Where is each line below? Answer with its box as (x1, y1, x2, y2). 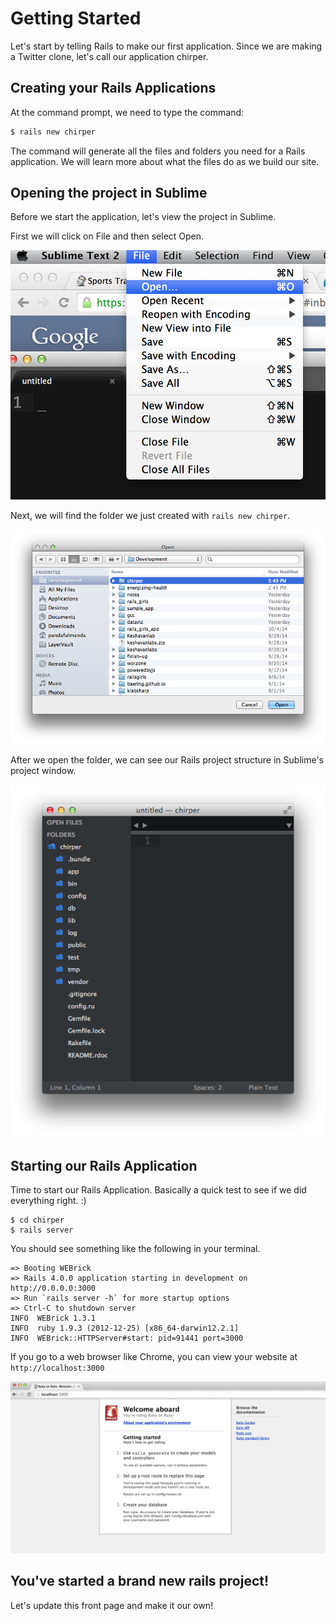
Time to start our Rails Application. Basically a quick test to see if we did (10, 1184, 307, 1196)
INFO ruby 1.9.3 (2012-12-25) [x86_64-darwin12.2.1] (10, 1323, 240, 1334)
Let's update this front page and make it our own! (10, 1599, 214, 1611)
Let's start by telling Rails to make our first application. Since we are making (10, 40, 323, 52)
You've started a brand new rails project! (10, 1573, 270, 1590)
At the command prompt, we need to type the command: (10, 106, 245, 118)
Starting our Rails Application (10, 1157, 198, 1174)
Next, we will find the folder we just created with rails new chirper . (10, 510, 291, 521)
